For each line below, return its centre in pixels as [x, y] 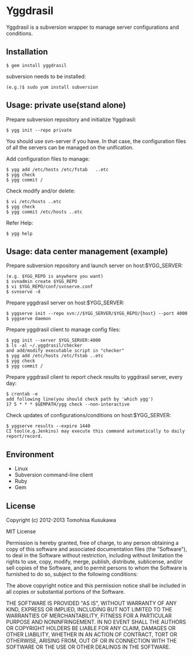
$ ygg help [19, 234]
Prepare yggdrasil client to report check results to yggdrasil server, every [94, 377]
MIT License [21, 531]
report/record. [25, 437]
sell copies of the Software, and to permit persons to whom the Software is [97, 568]
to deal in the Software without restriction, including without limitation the [94, 555]
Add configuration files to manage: [48, 159]
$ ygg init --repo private [39, 130]
